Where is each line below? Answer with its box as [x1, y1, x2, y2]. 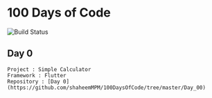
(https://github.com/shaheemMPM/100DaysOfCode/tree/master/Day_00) [7, 84, 206, 91]
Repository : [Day [7, 78, 60, 85]
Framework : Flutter [7, 72, 67, 79]
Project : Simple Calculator [7, 66, 91, 73]
